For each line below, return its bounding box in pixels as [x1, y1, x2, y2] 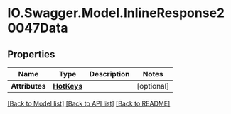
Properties [7, 48, 55, 60]
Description [89, 69, 130, 79]
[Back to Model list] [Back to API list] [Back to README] [7, 99, 171, 108]
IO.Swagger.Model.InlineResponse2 [7, 5, 225, 21]
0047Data [7, 20, 69, 36]
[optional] [136, 81, 169, 91]
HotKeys [53, 81, 83, 91]
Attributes [11, 81, 46, 91]
